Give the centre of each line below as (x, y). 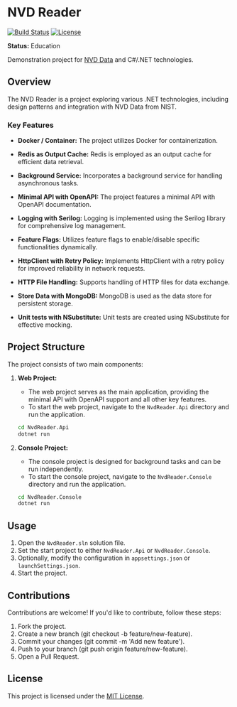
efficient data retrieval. (50, 162)
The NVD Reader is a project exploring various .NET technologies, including (118, 99)
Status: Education (34, 45)
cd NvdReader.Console (49, 497)
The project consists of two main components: (75, 364)
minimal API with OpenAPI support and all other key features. (117, 399)
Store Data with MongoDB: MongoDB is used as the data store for (115, 296)
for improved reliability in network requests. (81, 269)
